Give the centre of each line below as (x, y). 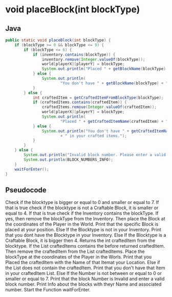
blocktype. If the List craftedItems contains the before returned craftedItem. (85, 246)
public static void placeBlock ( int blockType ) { (58, 40)
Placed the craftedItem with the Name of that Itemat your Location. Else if (83, 263)
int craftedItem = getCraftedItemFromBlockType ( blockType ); (98, 98)
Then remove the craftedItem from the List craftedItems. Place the (75, 252)
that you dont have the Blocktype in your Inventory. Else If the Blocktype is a (86, 235)
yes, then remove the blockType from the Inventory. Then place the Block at (85, 219)
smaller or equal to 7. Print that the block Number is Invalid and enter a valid (85, 279)
